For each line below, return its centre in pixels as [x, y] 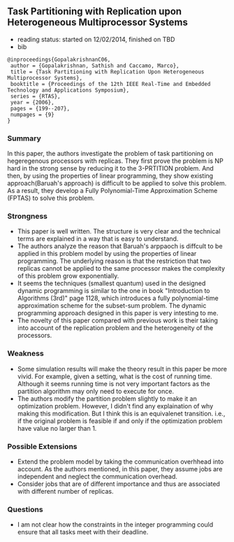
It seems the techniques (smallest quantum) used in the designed [111, 283]
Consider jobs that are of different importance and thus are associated [118, 484]
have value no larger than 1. [57, 428]
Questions [25, 509]
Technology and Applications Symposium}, [68, 90]
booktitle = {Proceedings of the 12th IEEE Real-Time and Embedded [110, 84]
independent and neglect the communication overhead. [97, 476]
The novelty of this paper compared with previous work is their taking [118, 320]
